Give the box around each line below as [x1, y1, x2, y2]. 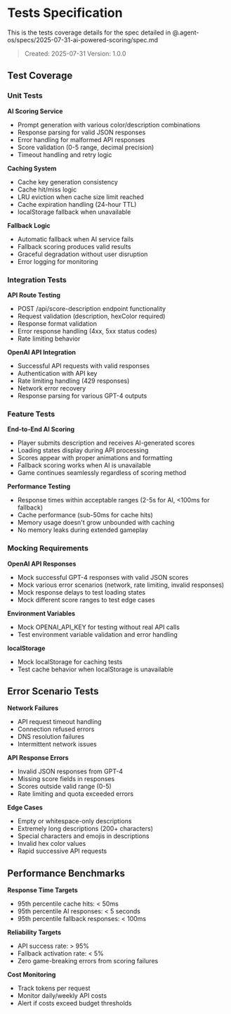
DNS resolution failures [17, 733, 85, 741]
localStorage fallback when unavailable [17, 208, 131, 216]
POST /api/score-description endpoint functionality [17, 304, 166, 312]
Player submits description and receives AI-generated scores [17, 438, 195, 448]
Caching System [7, 164, 57, 172]
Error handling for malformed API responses [17, 135, 145, 144]
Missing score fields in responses [17, 775, 115, 783]
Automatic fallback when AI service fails [17, 234, 134, 243]
